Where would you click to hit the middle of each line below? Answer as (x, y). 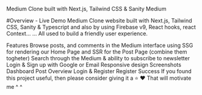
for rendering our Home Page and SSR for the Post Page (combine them (97, 52)
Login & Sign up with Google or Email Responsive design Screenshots (94, 65)
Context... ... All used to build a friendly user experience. (77, 33)
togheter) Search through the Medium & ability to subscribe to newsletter (98, 58)
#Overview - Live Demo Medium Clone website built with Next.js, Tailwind (99, 20)
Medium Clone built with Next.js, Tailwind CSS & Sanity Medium (86, 9)
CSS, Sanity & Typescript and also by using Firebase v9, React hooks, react (101, 27)
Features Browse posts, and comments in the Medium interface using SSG (100, 45)
